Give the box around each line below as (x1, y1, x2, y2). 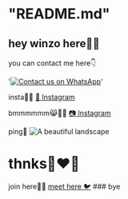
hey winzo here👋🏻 (8, 37, 100, 50)
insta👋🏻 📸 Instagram (8, 93, 75, 101)
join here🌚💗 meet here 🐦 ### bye (8, 181, 121, 191)
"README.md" (8, 5, 110, 23)
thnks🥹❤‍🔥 (8, 155, 80, 173)
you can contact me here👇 (8, 58, 97, 68)
